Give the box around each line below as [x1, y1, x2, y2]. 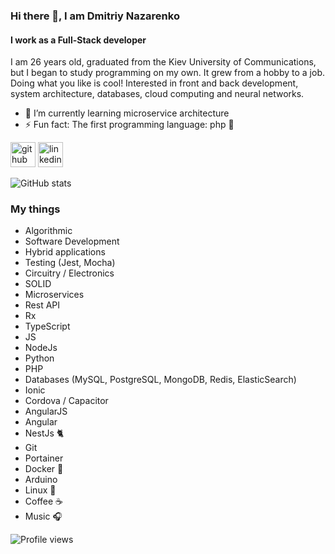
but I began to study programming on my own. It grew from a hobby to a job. [10, 67, 326, 79]
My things [10, 202, 61, 216]
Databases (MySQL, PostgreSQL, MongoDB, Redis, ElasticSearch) [24, 374, 297, 386]
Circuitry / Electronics [24, 267, 115, 279]
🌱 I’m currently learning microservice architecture [24, 107, 230, 119]
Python [24, 352, 55, 364]
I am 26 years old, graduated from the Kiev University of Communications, [10, 56, 317, 68]
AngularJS [24, 405, 68, 418]
